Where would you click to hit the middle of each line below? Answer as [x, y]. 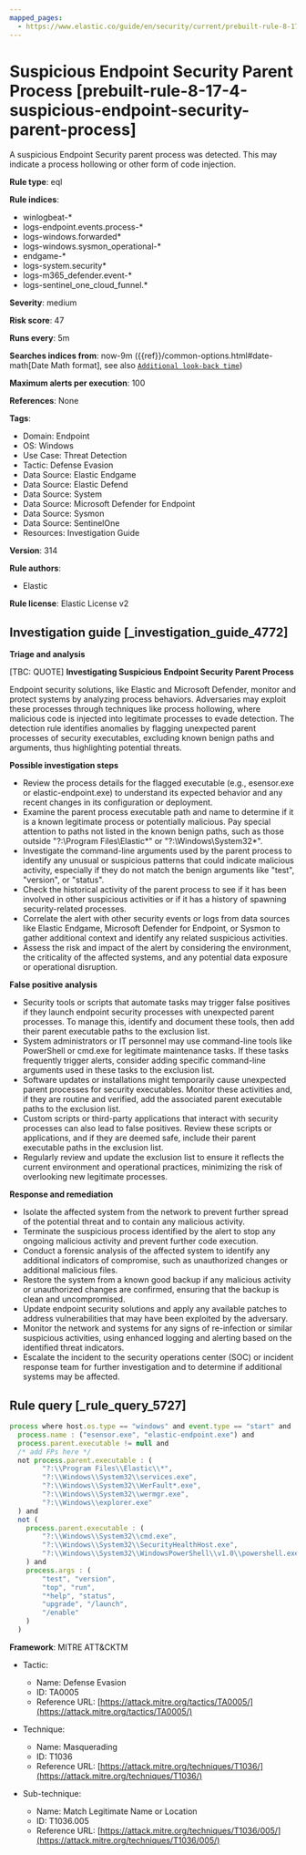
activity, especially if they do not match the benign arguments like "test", [158, 871]
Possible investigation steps [64, 766]
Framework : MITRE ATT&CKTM [69, 1647]
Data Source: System [62, 494]
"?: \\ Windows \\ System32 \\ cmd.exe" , [110, 1537]
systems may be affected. [71, 1376]
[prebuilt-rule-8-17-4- [162, 91]
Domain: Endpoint [56, 436]
